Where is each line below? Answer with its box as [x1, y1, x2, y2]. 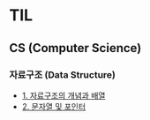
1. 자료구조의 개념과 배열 [21, 90, 106, 101]
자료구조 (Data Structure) [9, 68, 116, 80]
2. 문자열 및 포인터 [21, 101, 86, 111]
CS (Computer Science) [9, 41, 142, 56]
